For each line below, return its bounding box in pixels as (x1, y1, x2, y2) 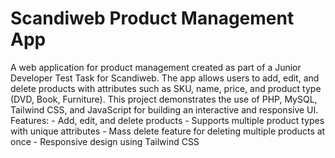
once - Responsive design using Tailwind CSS (10, 135, 200, 147)
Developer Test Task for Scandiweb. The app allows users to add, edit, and (10, 72, 320, 84)
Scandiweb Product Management (10, 7, 295, 30)
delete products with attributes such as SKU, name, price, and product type (10, 82, 322, 94)
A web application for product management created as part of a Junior (10, 61, 302, 73)
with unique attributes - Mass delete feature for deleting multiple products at (10, 125, 326, 137)
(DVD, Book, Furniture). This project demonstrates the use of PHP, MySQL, (10, 93, 318, 105)
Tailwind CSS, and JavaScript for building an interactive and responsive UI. (10, 103, 319, 116)
